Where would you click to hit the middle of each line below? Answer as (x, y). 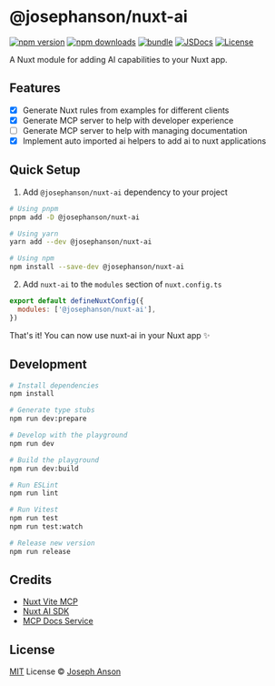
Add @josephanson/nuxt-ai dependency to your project (125, 192)
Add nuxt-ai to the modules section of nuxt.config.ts (122, 285)
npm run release (40, 551)
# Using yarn (34, 234)
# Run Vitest (34, 510)
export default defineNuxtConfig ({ (77, 301)
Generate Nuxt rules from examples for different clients (126, 110)
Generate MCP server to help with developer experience (128, 120)
